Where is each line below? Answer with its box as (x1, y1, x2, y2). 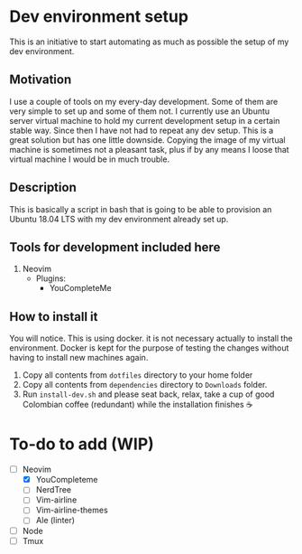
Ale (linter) (35, 515, 75, 526)
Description (9, 180, 77, 195)
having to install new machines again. (9, 352, 149, 363)
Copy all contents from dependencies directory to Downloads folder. (22, 380, 268, 390)
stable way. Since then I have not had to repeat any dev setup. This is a (9, 125, 274, 136)
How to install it (9, 309, 98, 324)
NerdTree (35, 484, 72, 495)
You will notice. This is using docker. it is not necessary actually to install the (9, 333, 293, 344)
